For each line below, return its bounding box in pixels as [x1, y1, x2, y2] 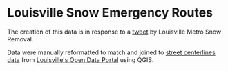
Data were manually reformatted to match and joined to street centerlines [7, 48, 216, 57]
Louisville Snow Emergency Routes [7, 5, 213, 21]
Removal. [7, 34, 34, 43]
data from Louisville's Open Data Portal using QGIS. [7, 55, 154, 63]
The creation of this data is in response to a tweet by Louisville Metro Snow [7, 28, 222, 36]
